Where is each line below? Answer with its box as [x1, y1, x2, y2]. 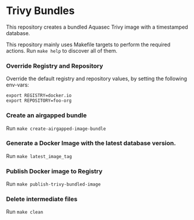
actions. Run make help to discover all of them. [6, 47, 118, 54]
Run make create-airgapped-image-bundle [6, 125, 106, 132]
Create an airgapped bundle [6, 111, 87, 119]
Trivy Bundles [6, 4, 75, 18]
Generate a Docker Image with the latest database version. [6, 139, 176, 147]
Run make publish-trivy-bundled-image [6, 180, 101, 188]
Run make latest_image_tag [6, 152, 72, 159]
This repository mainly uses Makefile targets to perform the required [6, 41, 171, 48]
